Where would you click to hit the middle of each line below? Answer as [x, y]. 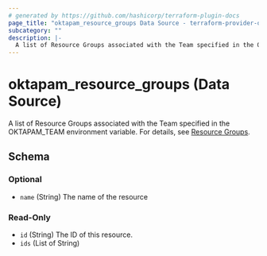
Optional [25, 180]
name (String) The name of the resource [84, 196]
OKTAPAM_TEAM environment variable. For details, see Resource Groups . [129, 132]
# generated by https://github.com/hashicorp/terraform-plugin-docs [124, 16]
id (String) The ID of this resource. [76, 235]
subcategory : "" [35, 30]
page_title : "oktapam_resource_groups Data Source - [97, 23]
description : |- [35, 38]
